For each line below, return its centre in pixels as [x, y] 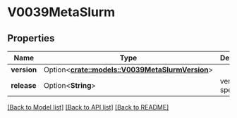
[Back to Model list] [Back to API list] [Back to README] [88, 107]
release [24, 85]
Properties [31, 38]
